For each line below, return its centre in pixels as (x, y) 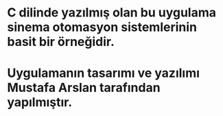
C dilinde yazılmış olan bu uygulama (112, 13)
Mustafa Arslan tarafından (84, 88)
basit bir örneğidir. (61, 42)
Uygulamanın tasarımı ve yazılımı (104, 73)
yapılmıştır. (40, 103)
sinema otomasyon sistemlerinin (102, 27)
